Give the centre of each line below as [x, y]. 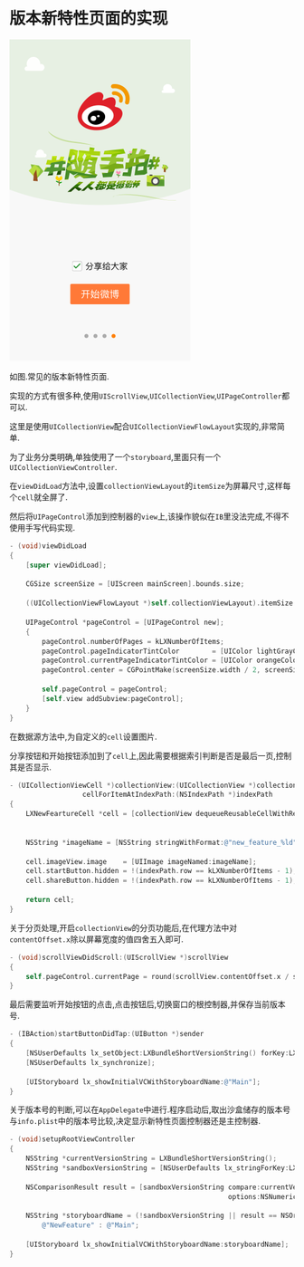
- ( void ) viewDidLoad [48, 546]
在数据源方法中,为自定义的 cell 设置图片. [83, 736]
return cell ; [50, 900]
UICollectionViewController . [63, 466]
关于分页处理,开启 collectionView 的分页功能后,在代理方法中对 [123, 927]
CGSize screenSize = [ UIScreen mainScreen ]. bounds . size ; [135, 584]
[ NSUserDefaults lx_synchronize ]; [90, 1062]
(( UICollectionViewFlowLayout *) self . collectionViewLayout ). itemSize [160, 603]
